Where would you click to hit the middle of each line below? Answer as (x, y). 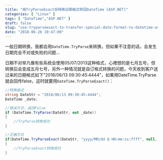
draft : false (18, 23)
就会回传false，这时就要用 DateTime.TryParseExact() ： (59, 81)
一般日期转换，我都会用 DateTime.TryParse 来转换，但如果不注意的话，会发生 (81, 46)
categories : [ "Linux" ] (30, 14)
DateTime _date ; (21, 99)
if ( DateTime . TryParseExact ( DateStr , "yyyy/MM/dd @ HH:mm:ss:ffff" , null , (81, 139)
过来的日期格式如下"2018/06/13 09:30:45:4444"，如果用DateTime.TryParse (81, 75)
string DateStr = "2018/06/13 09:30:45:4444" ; (53, 95)
